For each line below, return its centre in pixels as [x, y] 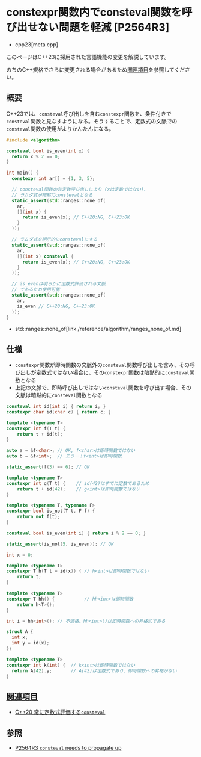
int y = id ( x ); [31, 643]
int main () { [22, 173]
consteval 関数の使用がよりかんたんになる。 [60, 128]
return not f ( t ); [39, 517]
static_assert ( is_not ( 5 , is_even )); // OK [60, 544]
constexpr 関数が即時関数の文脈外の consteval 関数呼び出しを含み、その [102, 365]
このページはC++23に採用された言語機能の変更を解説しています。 [88, 57]
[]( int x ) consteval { [45, 256]
